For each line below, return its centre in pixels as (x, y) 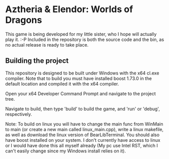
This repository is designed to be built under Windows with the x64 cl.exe (82, 73)
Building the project (37, 61)
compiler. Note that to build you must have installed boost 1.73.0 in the (79, 78)
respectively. (19, 114)
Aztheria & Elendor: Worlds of (69, 9)
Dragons (24, 20)
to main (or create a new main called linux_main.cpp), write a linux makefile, (84, 129)
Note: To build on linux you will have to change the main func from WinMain (84, 124)
